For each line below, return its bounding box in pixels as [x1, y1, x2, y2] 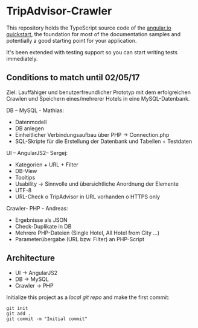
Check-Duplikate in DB [14, 222, 72, 230]
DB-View [14, 167, 37, 174]
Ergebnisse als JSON [14, 216, 68, 224]
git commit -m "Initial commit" [6, 315, 88, 322]
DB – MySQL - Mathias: [6, 107, 65, 114]
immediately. [6, 55, 38, 62]
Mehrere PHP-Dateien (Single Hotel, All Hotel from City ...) [14, 229, 160, 236]
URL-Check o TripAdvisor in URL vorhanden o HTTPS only [14, 193, 161, 200]
